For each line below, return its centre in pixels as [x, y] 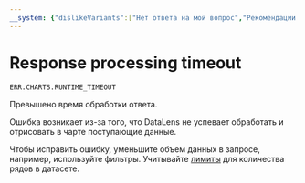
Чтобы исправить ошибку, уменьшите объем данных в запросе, [135, 149]
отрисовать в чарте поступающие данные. [93, 131]
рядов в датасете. [45, 168]
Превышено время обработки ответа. [84, 104]
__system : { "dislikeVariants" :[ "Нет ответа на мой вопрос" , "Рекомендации [153, 18]
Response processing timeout [126, 62]
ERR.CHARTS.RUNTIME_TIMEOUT [63, 87]
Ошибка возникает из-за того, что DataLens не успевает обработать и [147, 122]
